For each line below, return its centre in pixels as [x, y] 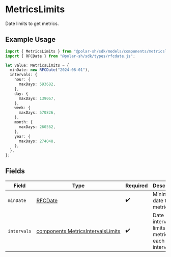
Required [137, 186]
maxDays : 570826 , [37, 113]
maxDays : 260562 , [37, 127]
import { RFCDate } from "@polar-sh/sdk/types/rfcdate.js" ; [70, 56]
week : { [22, 108]
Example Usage [31, 40]
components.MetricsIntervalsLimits [78, 231]
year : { [22, 136]
